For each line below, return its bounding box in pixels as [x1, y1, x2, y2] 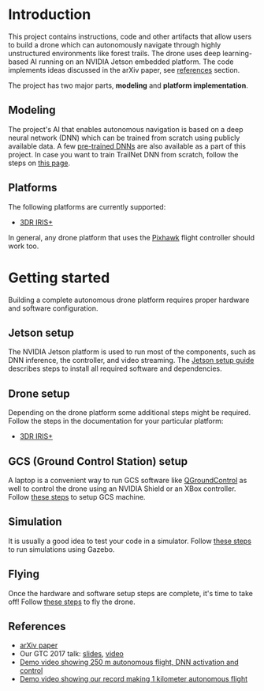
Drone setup [8, 387, 70, 400]
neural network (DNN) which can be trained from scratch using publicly [8, 133, 240, 142]
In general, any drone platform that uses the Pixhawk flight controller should [8, 232, 255, 242]
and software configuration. [8, 303, 99, 313]
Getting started [8, 269, 110, 286]
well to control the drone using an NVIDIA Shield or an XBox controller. [8, 484, 236, 493]
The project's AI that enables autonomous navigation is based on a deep [8, 124, 244, 134]
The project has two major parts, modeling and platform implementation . [8, 81, 248, 90]
